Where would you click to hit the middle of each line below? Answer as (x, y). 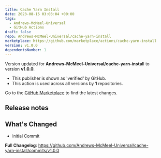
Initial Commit (26, 136)
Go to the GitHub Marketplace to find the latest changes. (61, 93)
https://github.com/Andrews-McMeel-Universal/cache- (93, 145)
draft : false (18, 32)
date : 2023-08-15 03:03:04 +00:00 (40, 14)
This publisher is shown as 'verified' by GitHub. (59, 78)
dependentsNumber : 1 (26, 50)
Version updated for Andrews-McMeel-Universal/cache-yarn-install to (77, 64)
